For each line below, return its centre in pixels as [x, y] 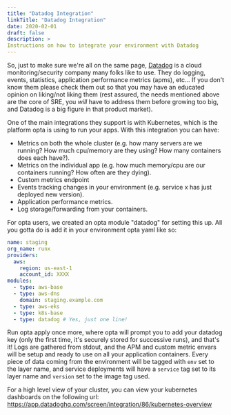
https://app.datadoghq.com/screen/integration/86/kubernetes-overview [110, 405]
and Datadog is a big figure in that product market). [80, 109]
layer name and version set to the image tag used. [79, 376]
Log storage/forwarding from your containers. [82, 209]
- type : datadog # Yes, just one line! [71, 319]
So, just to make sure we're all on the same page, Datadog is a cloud [104, 65]
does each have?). [43, 158]
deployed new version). [51, 194]
